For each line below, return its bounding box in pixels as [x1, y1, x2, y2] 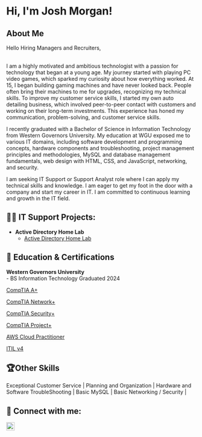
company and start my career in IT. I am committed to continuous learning [6, 188, 191, 196]
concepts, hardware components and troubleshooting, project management [6, 145, 195, 152]
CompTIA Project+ [6, 321, 52, 328]
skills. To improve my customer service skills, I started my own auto [6, 95, 174, 101]
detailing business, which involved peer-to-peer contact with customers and [6, 101, 196, 108]
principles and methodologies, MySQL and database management [6, 151, 171, 158]
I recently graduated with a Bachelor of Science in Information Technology [6, 126, 191, 132]
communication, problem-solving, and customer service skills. [6, 113, 161, 121]
